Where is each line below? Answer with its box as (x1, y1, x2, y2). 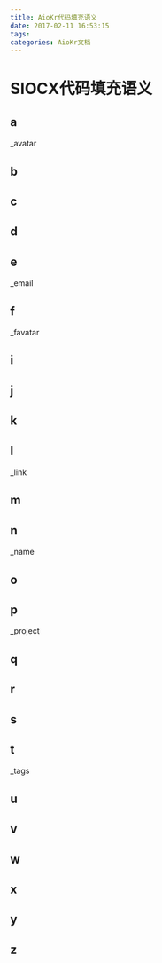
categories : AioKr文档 (10, 37, 91, 47)
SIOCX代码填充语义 (10, 79, 153, 99)
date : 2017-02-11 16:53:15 (10, 21, 110, 30)
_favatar (10, 328, 40, 338)
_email (10, 278, 34, 288)
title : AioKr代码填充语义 (10, 12, 98, 22)
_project (10, 626, 40, 636)
